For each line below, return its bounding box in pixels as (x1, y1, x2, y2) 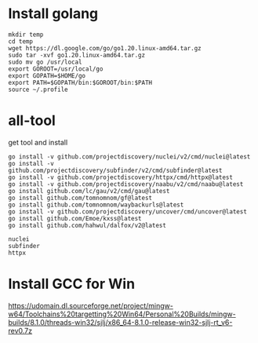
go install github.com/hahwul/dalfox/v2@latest (8, 221, 167, 229)
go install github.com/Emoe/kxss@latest (8, 214, 143, 222)
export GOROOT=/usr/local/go (8, 64, 104, 73)
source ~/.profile (8, 86, 68, 93)
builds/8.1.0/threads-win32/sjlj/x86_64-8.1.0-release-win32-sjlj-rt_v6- (8, 317, 233, 327)
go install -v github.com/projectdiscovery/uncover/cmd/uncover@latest (8, 207, 247, 216)
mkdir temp (8, 31, 44, 38)
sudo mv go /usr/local (8, 58, 82, 66)
